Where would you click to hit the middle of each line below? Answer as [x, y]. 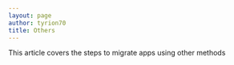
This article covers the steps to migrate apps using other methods [117, 53]
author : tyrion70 [37, 23]
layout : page [30, 15]
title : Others [32, 30]
